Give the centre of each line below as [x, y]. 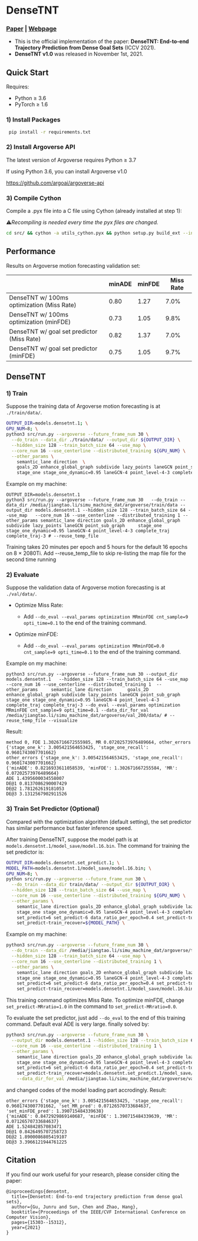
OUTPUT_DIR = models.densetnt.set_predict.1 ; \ [63, 863]
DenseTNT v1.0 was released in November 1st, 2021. [79, 54]
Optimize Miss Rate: [39, 605]
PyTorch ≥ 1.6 [31, 104]
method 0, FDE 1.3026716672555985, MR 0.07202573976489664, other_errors [99, 743]
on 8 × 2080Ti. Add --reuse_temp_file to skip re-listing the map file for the [96, 553]
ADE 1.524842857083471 [34, 1127]
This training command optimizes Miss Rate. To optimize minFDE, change [95, 1000]
